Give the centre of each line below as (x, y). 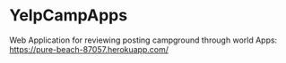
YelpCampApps (69, 16)
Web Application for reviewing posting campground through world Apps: (143, 40)
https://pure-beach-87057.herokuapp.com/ (89, 49)
